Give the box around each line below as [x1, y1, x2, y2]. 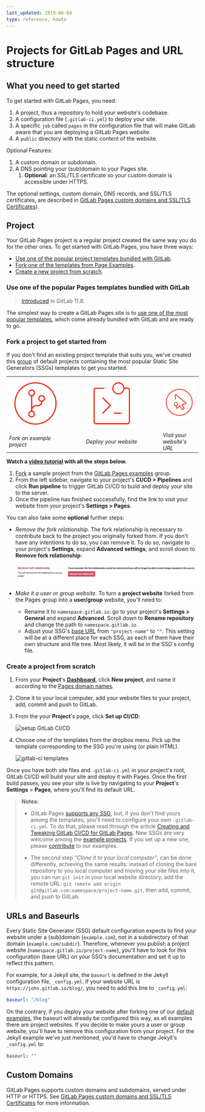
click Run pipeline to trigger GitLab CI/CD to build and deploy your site [15, 483, 193, 490]
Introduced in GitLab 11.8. [21, 297, 85, 304]
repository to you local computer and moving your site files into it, [30, 867, 196, 874]
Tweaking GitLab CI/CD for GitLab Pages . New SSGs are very [30, 829, 185, 837]
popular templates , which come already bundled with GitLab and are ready [6, 315, 194, 323]
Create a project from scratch [6, 662, 96, 671]
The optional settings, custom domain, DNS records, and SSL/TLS [6, 190, 172, 197]
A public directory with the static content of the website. [15, 134, 157, 142]
